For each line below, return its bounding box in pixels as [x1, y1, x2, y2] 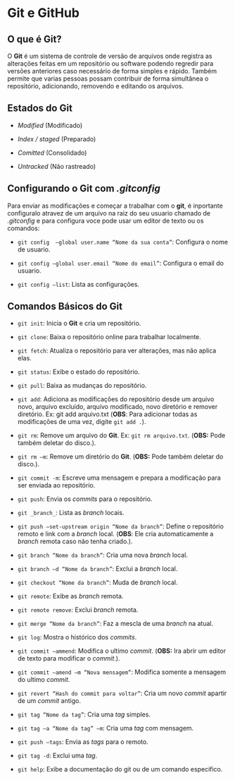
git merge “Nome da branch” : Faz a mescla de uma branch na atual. [17, 620, 213, 628]
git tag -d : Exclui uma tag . [17, 751, 98, 760]
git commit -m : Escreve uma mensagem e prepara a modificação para [17, 473, 222, 482]
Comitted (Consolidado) [17, 148, 87, 157]
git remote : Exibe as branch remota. [17, 592, 124, 601]
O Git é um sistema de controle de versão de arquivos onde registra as [7, 52, 212, 60]
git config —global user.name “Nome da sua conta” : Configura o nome [17, 237, 229, 246]
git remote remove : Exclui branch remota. [17, 605, 139, 614]
